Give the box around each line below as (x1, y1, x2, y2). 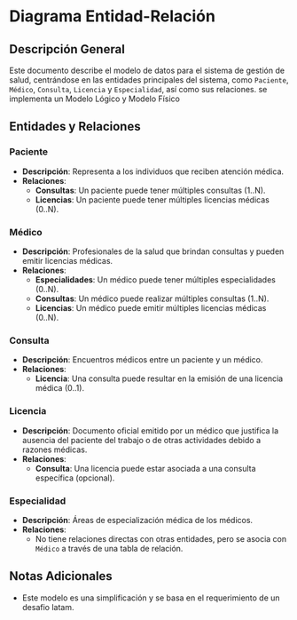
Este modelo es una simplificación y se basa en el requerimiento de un (21, 592, 281, 603)
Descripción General (9, 42, 126, 57)
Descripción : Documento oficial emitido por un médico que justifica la (21, 425, 279, 436)
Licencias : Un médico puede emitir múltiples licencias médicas (35, 302, 267, 313)
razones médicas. (21, 444, 88, 455)
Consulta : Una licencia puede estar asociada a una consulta (35, 463, 256, 473)
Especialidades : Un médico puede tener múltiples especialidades (35, 274, 277, 285)
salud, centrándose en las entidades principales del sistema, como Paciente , (9, 75, 289, 85)
